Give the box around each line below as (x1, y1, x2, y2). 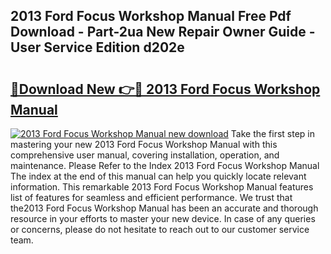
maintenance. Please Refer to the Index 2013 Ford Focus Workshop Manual (10, 160, 320, 171)
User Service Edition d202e (10, 39, 185, 56)
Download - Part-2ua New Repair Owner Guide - (10, 24, 316, 41)
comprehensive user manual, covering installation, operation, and (10, 149, 280, 161)
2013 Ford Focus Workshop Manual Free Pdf (10, 8, 292, 25)
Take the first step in (230, 128, 316, 139)
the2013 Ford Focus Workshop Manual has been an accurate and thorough (10, 202, 319, 214)
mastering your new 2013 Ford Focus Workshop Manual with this (10, 139, 278, 150)
